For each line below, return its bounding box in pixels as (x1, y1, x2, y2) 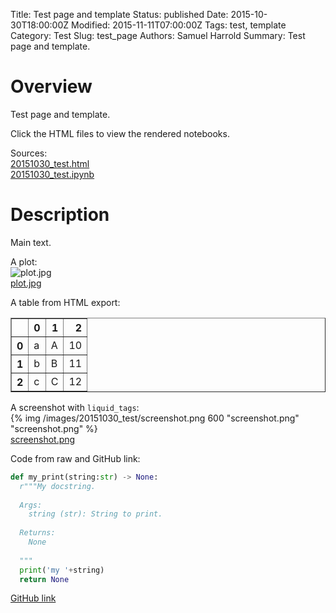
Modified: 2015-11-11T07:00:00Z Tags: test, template (71, 19, 287, 31)
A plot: (10, 255, 38, 268)
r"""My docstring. (19, 481, 97, 491)
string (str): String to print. (28, 509, 163, 519)
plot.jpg (10, 277, 42, 289)
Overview (10, 75, 93, 98)
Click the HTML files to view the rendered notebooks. (10, 127, 230, 139)
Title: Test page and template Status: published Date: (10, 9, 229, 20)
